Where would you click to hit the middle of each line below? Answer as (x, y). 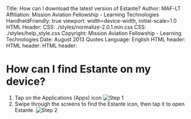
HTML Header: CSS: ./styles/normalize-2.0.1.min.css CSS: (76, 27)
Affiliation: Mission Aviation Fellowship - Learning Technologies (83, 15)
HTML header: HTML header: (42, 45)
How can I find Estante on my (78, 69)
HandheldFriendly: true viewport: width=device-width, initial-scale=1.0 (91, 21)
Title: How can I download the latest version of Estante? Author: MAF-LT (93, 8)
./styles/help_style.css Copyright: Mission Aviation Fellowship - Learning (94, 33)
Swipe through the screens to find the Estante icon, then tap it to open (100, 104)
